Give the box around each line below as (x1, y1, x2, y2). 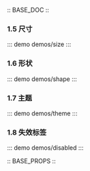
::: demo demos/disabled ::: (7, 144, 84, 152)
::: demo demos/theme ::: (7, 109, 78, 117)
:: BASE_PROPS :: (7, 157, 56, 166)
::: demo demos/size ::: (7, 41, 72, 49)
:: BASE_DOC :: (7, 6, 50, 14)
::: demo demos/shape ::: (7, 75, 77, 83)
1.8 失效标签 (7, 127, 47, 137)
